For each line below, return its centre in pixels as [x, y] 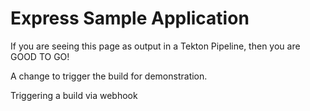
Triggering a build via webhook [74, 95]
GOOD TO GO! [40, 56]
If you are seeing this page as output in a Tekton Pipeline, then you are [155, 46]
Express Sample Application [130, 18]
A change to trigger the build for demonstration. [109, 76]
